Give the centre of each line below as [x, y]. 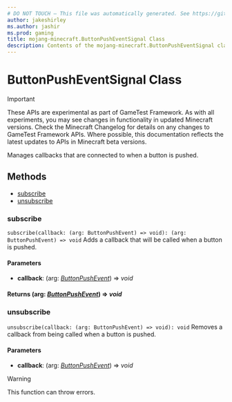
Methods [27, 177]
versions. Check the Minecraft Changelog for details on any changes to [108, 127]
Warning [19, 379]
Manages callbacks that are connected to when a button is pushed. [103, 155]
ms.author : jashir [33, 26]
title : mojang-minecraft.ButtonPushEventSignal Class [86, 39]
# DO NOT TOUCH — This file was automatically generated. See [98, 13]
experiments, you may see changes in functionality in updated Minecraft [110, 119]
